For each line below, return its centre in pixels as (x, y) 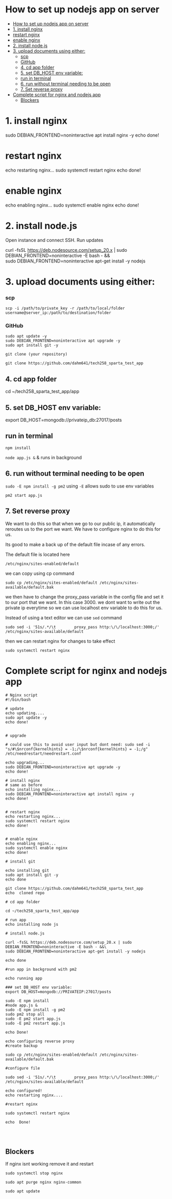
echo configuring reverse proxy (40, 1041)
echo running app (24, 979)
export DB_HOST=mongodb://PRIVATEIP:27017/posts (58, 992)
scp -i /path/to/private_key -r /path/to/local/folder (65, 308)
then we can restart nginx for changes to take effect (60, 641)
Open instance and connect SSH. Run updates (54, 240)
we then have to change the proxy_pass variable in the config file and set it (84, 596)
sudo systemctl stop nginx (34, 1173)
